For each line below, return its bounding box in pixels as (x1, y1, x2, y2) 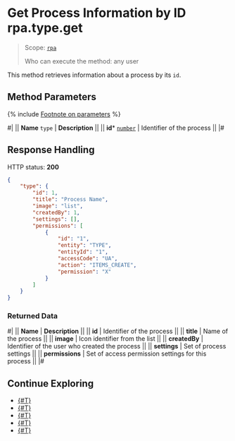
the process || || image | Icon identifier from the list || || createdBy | (7, 334, 204, 343)
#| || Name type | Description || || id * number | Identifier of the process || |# (7, 123, 225, 132)
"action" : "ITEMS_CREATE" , (57, 261, 137, 269)
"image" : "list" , (32, 203, 83, 210)
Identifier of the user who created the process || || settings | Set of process (7, 342, 227, 351)
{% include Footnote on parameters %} (7, 109, 121, 118)
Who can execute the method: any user (24, 56, 139, 65)
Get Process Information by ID (7, 5, 186, 21)
